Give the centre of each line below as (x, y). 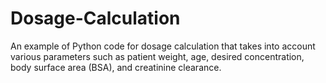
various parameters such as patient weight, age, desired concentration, (157, 56)
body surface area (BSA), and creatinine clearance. (116, 67)
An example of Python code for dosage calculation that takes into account (163, 46)
